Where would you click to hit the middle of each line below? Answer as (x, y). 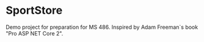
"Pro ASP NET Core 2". (35, 33)
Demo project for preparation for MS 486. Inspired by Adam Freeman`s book (102, 27)
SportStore (34, 10)
